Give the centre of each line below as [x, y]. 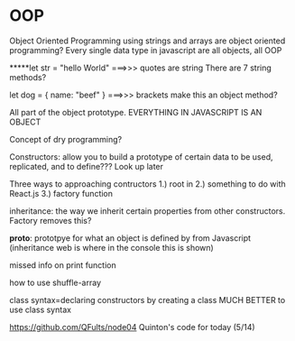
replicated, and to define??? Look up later [87, 166]
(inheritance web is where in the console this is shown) [111, 247]
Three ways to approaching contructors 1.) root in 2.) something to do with [147, 184]
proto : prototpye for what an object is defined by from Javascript [130, 238]
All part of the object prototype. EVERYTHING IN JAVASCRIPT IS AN [136, 112]
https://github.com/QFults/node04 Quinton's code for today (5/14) [132, 327]
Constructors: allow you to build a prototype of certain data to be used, [141, 157]
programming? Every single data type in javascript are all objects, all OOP [146, 50]
